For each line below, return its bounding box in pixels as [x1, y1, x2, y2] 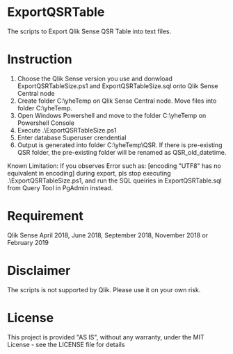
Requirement [7, 208, 83, 224]
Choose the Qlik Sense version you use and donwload [17, 74, 172, 83]
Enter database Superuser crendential [17, 133, 127, 142]
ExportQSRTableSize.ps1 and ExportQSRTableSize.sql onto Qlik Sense [17, 81, 218, 90]
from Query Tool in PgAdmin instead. [7, 183, 113, 192]
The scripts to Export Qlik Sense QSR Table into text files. [7, 27, 172, 35]
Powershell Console [17, 119, 75, 127]
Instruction [7, 51, 72, 67]
